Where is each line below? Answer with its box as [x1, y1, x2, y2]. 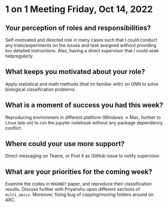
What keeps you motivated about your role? [5, 67, 145, 76]
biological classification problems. [5, 86, 76, 92]
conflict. [5, 125, 23, 131]
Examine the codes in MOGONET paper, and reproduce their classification [5, 181, 152, 187]
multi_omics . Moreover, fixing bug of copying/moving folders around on [5, 191, 154, 197]
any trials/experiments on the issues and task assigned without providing [5, 42, 157, 48]
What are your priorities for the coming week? [5, 167, 152, 176]
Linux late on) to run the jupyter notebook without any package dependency [5, 119, 163, 125]
